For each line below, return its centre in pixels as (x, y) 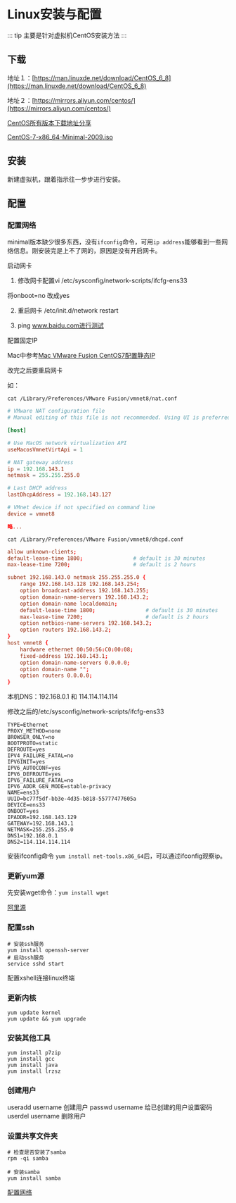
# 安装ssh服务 (26, 944)
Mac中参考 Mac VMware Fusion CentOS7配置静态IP (81, 356)
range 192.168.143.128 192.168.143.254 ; (80, 584)
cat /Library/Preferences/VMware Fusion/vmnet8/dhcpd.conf (96, 540)
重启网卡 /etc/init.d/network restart (68, 311)
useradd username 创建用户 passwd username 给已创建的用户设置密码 (110, 1107)
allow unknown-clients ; (42, 551)
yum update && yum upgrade (47, 1019)
